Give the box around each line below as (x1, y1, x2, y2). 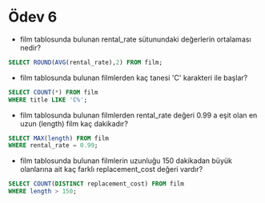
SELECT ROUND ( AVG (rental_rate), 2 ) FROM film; (8, 58, 163, 66)
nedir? (19, 42, 42, 52)
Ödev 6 (8, 8, 58, 26)
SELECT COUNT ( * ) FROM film (8, 88, 98, 96)
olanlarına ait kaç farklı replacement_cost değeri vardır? (19, 165, 203, 174)
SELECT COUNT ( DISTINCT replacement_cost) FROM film (8, 180, 184, 188)
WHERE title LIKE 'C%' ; (8, 96, 88, 104)
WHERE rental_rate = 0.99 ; (8, 141, 98, 149)
